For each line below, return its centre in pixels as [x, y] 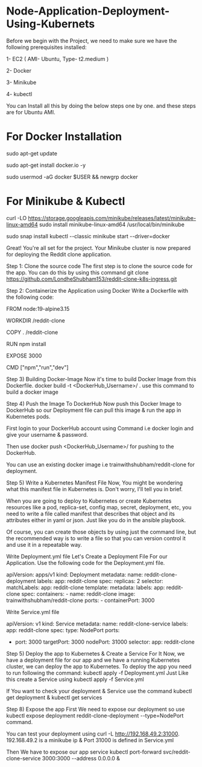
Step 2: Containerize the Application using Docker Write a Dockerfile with [97, 290]
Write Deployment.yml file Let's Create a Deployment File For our [87, 556]
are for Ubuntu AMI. [31, 112]
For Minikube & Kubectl [66, 201]
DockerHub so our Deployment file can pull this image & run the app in [94, 410]
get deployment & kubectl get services [54, 697]
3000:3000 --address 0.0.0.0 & [81, 758]
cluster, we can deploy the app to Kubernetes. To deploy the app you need [99, 666]
